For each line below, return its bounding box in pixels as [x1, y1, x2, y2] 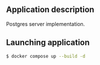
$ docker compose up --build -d [6, 53, 85, 59]
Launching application [6, 38, 90, 48]
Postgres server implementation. [6, 20, 85, 27]
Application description [6, 5, 95, 15]
